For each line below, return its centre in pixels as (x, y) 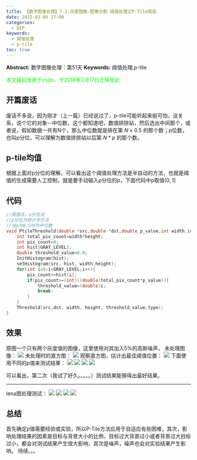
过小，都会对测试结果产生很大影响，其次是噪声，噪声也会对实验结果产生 (93, 444)
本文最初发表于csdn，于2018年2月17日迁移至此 (63, 79)
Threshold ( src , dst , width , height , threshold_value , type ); (90, 308)
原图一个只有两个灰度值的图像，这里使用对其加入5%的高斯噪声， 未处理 (93, 348)
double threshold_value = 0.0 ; (52, 253)
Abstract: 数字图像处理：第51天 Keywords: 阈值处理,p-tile (77, 67)
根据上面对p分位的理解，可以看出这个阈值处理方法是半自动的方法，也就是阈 (98, 173)
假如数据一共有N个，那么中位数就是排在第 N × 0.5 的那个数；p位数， (104, 130)
